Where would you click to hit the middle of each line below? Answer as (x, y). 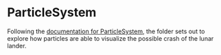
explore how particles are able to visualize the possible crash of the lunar (110, 38)
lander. (17, 45)
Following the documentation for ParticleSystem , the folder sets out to (106, 31)
